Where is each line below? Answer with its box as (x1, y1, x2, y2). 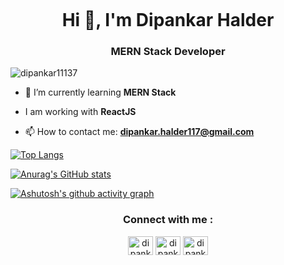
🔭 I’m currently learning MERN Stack (24, 86, 177, 99)
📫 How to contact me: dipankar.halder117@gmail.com (24, 126, 255, 138)
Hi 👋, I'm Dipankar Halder (61, 9, 275, 32)
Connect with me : (122, 213, 214, 227)
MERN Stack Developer (110, 45, 226, 59)
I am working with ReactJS (24, 106, 137, 118)
